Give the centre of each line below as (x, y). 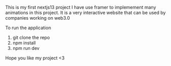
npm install (24, 43)
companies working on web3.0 (38, 18)
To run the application (28, 28)
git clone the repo (31, 38)
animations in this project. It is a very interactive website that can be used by (85, 13)
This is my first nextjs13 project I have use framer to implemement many (81, 7)
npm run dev (26, 48)
